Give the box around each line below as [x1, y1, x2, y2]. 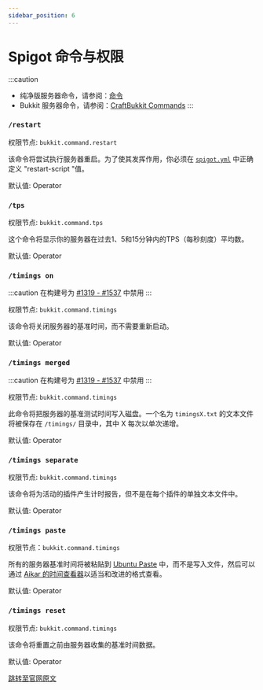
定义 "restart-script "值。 [8, 164, 89, 173]
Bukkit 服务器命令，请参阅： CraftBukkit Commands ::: [19, 100, 194, 110]
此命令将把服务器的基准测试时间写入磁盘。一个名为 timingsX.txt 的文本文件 [8, 408, 254, 418]
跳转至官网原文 [8, 673, 57, 683]
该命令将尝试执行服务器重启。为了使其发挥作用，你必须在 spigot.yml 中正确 [8, 154, 254, 164]
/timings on [8, 271, 54, 280]
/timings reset [8, 607, 67, 615]
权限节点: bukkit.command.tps [8, 218, 104, 227]
